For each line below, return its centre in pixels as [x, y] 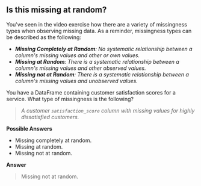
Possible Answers [29, 128]
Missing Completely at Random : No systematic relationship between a [104, 49]
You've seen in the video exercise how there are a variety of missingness [97, 24]
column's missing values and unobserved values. [76, 81]
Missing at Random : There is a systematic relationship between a [97, 61]
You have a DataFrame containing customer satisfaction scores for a [91, 92]
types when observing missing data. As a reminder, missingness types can [99, 31]
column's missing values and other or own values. [77, 55]
